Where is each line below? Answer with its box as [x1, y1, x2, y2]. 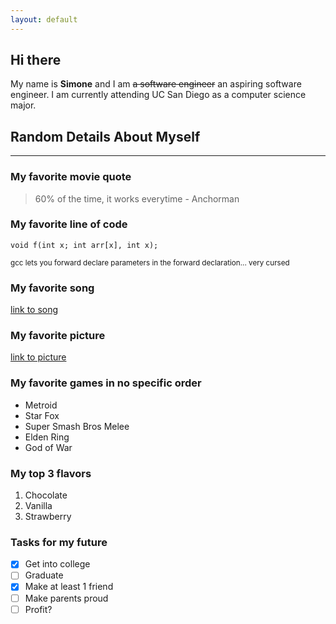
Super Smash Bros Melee [24, 420, 130, 432]
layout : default [10, 14, 78, 25]
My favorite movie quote [10, 170, 132, 184]
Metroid [24, 399, 58, 411]
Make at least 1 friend [24, 581, 114, 593]
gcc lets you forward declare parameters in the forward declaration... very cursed [10, 257, 290, 268]
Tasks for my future [10, 535, 108, 549]
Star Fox [24, 409, 60, 421]
